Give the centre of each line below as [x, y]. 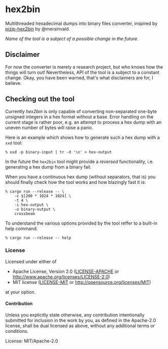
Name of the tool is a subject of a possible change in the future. [72, 39]
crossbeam [25, 214]
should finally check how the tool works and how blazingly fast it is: [76, 182]
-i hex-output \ [32, 205]
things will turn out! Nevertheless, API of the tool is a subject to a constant [82, 72]
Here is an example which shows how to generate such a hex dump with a [83, 137]
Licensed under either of [31, 261]
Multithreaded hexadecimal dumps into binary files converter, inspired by [81, 23]
